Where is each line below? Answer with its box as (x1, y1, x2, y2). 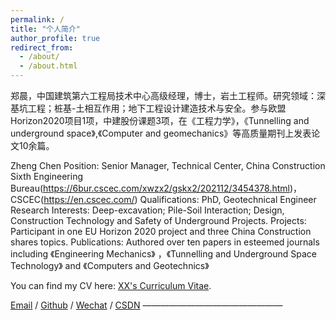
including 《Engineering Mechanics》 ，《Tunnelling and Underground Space (10, 248, 317, 260)
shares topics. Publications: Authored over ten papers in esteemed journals (10, 236, 320, 248)
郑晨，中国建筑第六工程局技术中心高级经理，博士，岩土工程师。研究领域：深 (10, 90, 326, 101)
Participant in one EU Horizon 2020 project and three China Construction (10, 226, 312, 237)
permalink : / (10, 14, 65, 25)
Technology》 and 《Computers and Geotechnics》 (10, 260, 210, 271)
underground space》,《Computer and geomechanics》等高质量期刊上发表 (10, 127, 312, 139)
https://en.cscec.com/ (43, 194, 135, 205)
